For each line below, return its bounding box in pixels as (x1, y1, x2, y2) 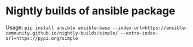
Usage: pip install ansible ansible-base (5, 24, 111, 31)
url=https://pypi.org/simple (5, 35, 78, 41)
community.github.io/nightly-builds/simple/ (5, 30, 118, 36)
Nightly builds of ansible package (5, 4, 176, 18)
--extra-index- (120, 30, 159, 36)
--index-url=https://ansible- (112, 25, 188, 31)
